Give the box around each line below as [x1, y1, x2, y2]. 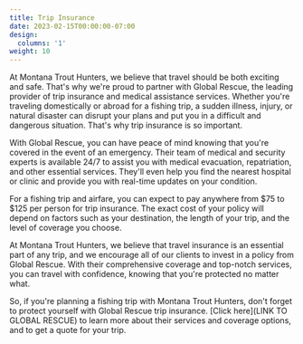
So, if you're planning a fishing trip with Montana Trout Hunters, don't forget [9, 296, 292, 307]
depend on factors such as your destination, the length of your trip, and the [9, 213, 290, 224]
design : [9, 30, 39, 39]
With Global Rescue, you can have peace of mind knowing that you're [9, 138, 270, 148]
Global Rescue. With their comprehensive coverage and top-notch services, [9, 259, 292, 270]
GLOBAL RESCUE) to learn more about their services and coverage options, [9, 315, 292, 326]
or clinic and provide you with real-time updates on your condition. [9, 176, 258, 186]
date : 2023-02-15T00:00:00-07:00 [9, 22, 136, 31]
